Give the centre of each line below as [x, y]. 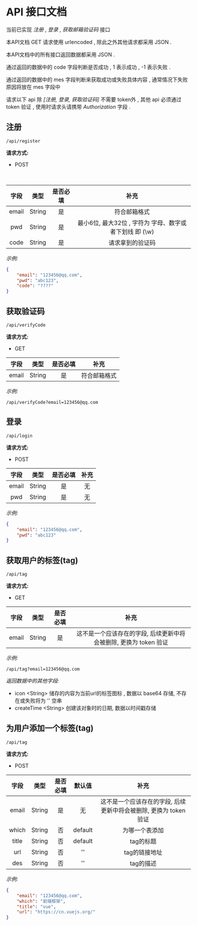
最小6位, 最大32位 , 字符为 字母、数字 [129, 223]
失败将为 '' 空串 [44, 701]
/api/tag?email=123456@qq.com [43, 669]
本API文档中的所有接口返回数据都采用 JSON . [61, 54]
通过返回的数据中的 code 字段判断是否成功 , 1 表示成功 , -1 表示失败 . [89, 67]
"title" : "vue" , [37, 907]
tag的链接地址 [143, 852]
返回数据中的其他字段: [33, 681]
